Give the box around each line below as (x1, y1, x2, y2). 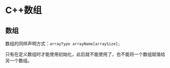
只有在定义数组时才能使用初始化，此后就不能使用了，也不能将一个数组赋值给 (5, 51, 165, 57)
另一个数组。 (5, 57, 32, 63)
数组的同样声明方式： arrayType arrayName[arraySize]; (5, 41, 120, 46)
